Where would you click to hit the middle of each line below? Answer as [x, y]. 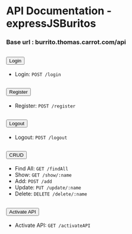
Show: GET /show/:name [43, 175]
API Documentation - [59, 11]
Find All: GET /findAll [41, 169]
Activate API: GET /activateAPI [53, 225]
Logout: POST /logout [41, 137]
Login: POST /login [38, 74]
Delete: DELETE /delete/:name [51, 194]
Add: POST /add [33, 181]
